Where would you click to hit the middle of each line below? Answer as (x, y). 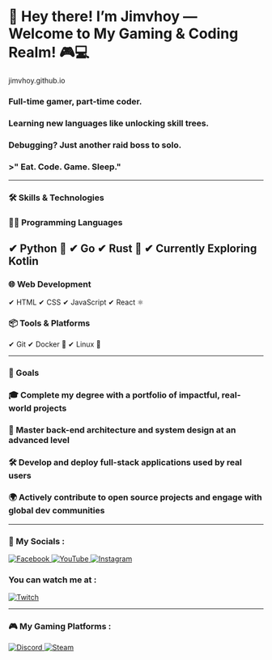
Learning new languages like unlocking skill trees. (108, 123)
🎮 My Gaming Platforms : (60, 627)
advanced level (39, 440)
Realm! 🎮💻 (49, 53)
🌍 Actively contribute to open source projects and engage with (136, 497)
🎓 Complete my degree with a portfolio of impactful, (114, 394)
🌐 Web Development (50, 284)
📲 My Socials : (36, 541)
